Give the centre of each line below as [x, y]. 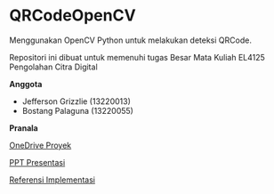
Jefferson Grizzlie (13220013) [77, 101]
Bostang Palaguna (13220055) [77, 110]
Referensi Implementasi [52, 180]
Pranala [24, 128]
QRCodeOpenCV [73, 16]
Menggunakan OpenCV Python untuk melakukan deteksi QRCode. [130, 40]
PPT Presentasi [37, 162]
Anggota [26, 84]
